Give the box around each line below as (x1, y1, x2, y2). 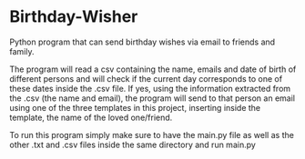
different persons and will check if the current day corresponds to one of (9, 73, 283, 84)
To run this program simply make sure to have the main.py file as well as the (9, 129, 294, 140)
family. (9, 45, 35, 56)
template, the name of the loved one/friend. (9, 112, 173, 123)
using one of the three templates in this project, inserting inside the (9, 102, 261, 113)
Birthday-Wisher (9, 6, 138, 27)
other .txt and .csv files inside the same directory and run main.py (9, 139, 257, 150)
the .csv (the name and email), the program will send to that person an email (9, 93, 296, 104)
